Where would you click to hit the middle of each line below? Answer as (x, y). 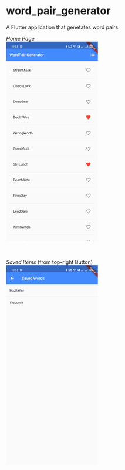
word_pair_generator (58, 11)
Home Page (21, 38)
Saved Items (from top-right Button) (49, 262)
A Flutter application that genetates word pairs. (63, 27)
